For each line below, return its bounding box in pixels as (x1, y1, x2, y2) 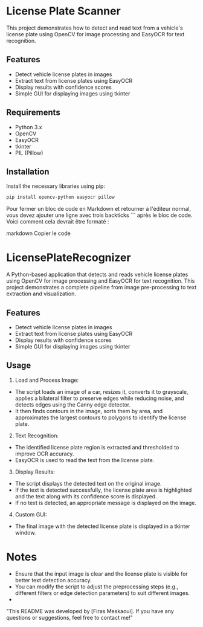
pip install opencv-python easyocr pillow (6, 195, 115, 201)
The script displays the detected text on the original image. (14, 480, 162, 487)
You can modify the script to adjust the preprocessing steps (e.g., (14, 583, 179, 590)
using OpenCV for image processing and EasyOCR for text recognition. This (6, 277, 195, 285)
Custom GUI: (14, 510, 47, 518)
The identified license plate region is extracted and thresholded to (14, 443, 179, 451)
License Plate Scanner (6, 4, 121, 18)
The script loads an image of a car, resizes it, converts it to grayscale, (14, 388, 188, 395)
